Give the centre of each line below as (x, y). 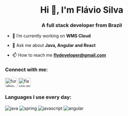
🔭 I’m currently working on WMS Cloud (51, 36)
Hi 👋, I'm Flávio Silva (82, 10)
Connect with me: (27, 70)
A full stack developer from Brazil (82, 25)
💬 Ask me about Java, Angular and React (54, 46)
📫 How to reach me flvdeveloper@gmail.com (59, 55)
